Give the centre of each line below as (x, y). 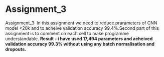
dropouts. (16, 49)
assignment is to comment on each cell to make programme (67, 33)
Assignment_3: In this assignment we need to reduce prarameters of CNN (81, 23)
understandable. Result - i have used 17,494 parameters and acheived (79, 39)
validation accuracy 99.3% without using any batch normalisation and (80, 44)
